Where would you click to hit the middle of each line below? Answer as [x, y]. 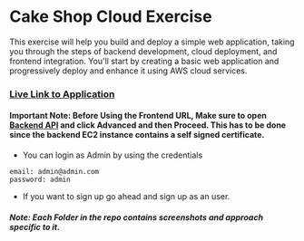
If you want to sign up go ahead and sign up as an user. [126, 197]
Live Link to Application [62, 94]
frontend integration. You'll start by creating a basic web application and [144, 61]
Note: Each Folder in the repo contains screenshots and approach [137, 217]
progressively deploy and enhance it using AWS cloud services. [128, 71]
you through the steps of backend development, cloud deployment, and [143, 51]
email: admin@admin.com [54, 172]
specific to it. [35, 227]
